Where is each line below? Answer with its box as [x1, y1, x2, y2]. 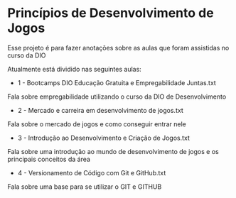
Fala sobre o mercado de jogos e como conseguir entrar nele [7, 119, 187, 128]
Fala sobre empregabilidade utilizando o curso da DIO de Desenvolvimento [7, 92, 227, 101]
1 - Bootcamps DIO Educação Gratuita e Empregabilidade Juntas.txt [17, 78, 217, 87]
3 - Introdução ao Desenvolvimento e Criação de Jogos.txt [17, 133, 191, 142]
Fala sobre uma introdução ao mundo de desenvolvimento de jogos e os [7, 147, 219, 155]
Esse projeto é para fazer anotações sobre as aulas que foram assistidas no [7, 43, 230, 52]
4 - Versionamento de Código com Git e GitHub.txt [17, 168, 166, 177]
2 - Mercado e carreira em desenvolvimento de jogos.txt [17, 106, 183, 114]
